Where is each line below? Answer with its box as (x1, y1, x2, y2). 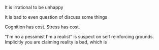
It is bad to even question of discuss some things (5, 14, 108, 20)
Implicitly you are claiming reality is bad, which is (5, 39, 107, 45)
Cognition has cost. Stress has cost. (5, 24, 80, 30)
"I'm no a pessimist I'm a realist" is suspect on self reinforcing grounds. (5, 34, 154, 39)
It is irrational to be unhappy (5, 5, 63, 10)
